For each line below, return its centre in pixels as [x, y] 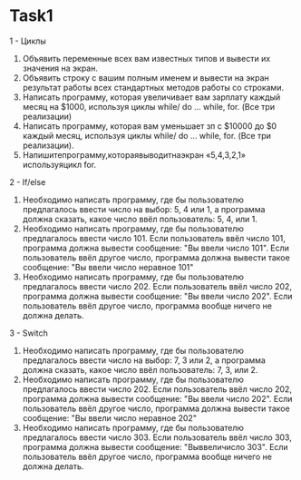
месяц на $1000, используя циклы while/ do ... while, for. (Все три [148, 106]
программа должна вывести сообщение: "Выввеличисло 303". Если [155, 446]
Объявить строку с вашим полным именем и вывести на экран [146, 77]
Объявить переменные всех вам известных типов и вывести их [146, 58]
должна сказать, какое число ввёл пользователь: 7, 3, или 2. [140, 369]
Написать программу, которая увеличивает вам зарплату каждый [151, 97]
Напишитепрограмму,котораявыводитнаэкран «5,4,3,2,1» [134, 154]
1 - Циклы [28, 41]
